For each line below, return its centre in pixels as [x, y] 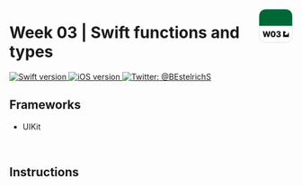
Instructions [44, 172]
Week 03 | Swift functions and [124, 33]
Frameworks [45, 105]
